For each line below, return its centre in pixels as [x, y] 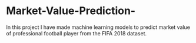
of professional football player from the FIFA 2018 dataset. [77, 33]
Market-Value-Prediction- [71, 11]
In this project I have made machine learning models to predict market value [98, 27]
